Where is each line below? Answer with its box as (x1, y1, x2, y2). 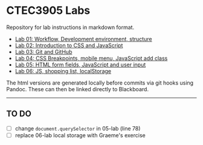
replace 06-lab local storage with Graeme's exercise (14, 131, 146, 139)
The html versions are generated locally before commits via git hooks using (6, 79, 194, 86)
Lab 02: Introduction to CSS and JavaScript (14, 42, 123, 49)
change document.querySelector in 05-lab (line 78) (14, 124, 141, 132)
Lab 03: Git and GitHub (14, 48, 72, 55)
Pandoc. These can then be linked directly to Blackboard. (6, 85, 149, 92)
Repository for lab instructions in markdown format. (6, 24, 135, 31)
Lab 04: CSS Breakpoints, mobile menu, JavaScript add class (14, 54, 168, 62)
